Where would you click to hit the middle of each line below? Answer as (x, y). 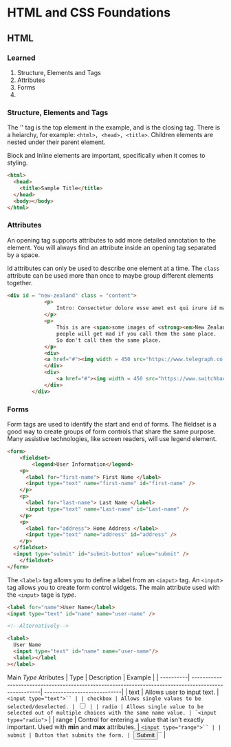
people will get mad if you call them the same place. (136, 334)
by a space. (24, 255)
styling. (18, 163)
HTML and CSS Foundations (89, 13)
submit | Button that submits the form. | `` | (87, 735)
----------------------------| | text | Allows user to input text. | (131, 692)
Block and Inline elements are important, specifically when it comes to (106, 156)
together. (20, 283)
